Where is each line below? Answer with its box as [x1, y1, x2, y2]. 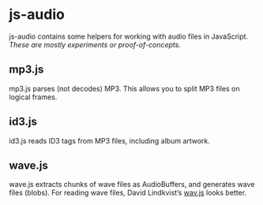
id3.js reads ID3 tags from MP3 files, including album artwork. [9, 136, 210, 145]
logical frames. [9, 92, 58, 102]
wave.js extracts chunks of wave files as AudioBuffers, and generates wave [9, 180, 255, 189]
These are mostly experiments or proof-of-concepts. [9, 39, 181, 49]
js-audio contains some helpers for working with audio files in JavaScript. [9, 32, 248, 41]
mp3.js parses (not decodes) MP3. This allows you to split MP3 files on [9, 84, 240, 93]
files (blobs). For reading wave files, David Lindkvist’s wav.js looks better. [9, 188, 247, 198]
